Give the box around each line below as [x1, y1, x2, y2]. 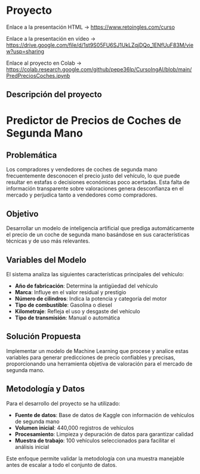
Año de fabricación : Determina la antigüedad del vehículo [14, 282, 158, 289]
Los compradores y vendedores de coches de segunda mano [6, 166, 158, 173]
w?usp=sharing [6, 47, 45, 55]
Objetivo [6, 209, 39, 219]
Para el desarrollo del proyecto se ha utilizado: [6, 400, 121, 407]
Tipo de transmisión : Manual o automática [14, 314, 121, 321]
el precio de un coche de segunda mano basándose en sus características [6, 231, 190, 238]
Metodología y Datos [6, 384, 85, 394]
